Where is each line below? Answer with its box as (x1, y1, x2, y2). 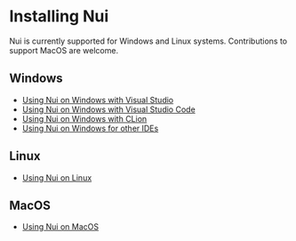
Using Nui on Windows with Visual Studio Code (21, 104, 196, 115)
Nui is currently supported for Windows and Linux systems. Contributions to (9, 36, 287, 46)
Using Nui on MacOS (21, 221, 100, 232)
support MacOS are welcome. (9, 44, 118, 55)
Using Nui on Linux (21, 172, 92, 183)
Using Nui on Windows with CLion (21, 113, 148, 124)
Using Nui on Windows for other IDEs (21, 123, 159, 133)
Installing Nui (9, 6, 109, 27)
